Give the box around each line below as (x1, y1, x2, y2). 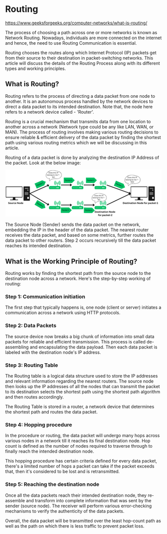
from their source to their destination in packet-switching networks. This (5, 55, 153, 61)
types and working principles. (5, 66, 66, 71)
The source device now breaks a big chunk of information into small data (5, 334, 155, 339)
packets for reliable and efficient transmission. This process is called (5, 338, 146, 344)
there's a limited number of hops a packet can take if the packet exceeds (5, 463, 155, 469)
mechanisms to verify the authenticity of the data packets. (5, 508, 125, 514)
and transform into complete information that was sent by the (26, 497, 152, 503)
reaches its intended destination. (5, 243, 72, 249)
